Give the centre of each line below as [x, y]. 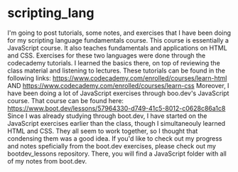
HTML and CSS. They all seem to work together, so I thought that [103, 131]
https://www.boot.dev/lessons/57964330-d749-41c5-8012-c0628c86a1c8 [117, 108]
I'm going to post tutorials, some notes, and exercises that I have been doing [119, 33]
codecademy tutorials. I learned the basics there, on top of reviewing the [114, 63]
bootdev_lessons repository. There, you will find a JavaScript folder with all [117, 154]
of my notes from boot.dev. [47, 161]
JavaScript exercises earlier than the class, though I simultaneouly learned [117, 123]
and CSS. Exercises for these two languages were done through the [107, 55]
